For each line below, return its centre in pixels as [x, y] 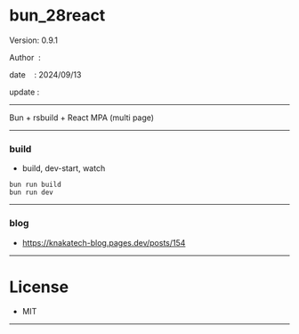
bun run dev [31, 192]
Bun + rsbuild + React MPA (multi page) [81, 118]
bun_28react [57, 16]
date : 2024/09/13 [45, 74]
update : [24, 92]
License [39, 287]
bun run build [36, 185]
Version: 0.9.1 [34, 40]
